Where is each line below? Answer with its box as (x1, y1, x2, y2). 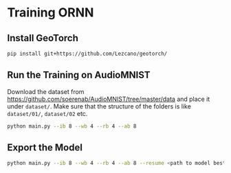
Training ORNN (7, 5, 94, 21)
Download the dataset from (7, 87, 85, 95)
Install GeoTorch (7, 32, 79, 44)
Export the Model (7, 141, 82, 153)
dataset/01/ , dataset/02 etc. (7, 109, 88, 117)
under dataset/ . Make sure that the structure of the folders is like (7, 102, 191, 111)
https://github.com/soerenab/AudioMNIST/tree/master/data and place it (7, 95, 210, 103)
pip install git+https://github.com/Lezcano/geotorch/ (7, 50, 168, 57)
